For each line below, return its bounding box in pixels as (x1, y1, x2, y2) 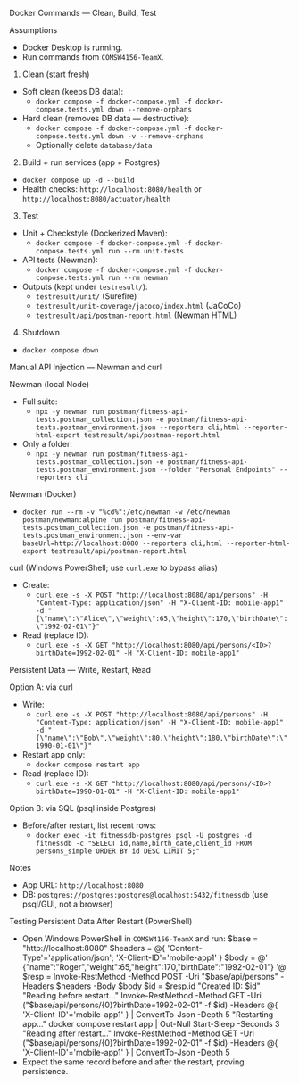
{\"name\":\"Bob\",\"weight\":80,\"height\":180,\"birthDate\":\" (35, 733, 288, 742)
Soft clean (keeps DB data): (21, 87, 124, 96)
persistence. (21, 1066, 69, 1076)
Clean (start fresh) (21, 69, 90, 79)
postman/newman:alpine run (21, 516, 123, 525)
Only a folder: (21, 439, 73, 449)
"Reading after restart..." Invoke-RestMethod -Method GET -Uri (21, 1028, 254, 1039)
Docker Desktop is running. (21, 42, 123, 53)
